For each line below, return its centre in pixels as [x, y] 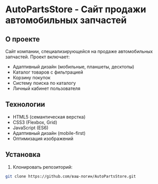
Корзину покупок [31, 77]
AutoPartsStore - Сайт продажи [76, 9]
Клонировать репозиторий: [42, 167]
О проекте [22, 39]
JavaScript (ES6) [30, 128]
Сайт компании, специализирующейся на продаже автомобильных [79, 51]
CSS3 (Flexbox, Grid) [35, 122]
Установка [23, 155]
